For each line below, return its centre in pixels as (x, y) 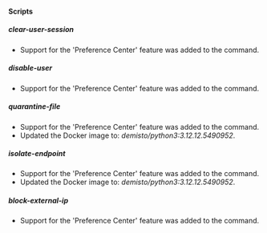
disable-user (30, 68)
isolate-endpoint (37, 154)
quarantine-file (34, 106)
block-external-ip (38, 201)
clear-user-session (41, 30)
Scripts (21, 11)
